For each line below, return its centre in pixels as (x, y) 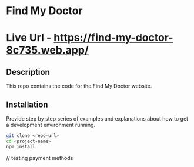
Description (28, 72)
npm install (21, 146)
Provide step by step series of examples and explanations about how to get (97, 118)
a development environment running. (51, 125)
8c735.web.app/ (48, 50)
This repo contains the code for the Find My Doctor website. (79, 86)
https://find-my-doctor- (113, 38)
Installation (27, 104)
